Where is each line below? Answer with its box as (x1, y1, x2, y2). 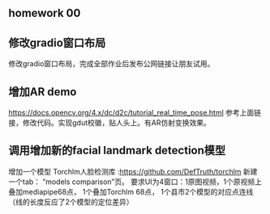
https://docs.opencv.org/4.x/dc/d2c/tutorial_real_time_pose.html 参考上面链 (8, 108, 262, 118)
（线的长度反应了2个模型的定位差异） (8, 197, 134, 207)
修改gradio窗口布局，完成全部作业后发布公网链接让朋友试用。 (8, 59, 215, 69)
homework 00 (8, 6, 81, 20)
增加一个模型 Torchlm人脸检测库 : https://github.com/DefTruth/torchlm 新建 (8, 166, 258, 176)
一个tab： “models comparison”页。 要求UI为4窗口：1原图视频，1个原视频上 (8, 177, 262, 187)
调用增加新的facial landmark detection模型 (8, 144, 226, 157)
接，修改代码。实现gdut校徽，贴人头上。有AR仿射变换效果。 (8, 118, 211, 128)
